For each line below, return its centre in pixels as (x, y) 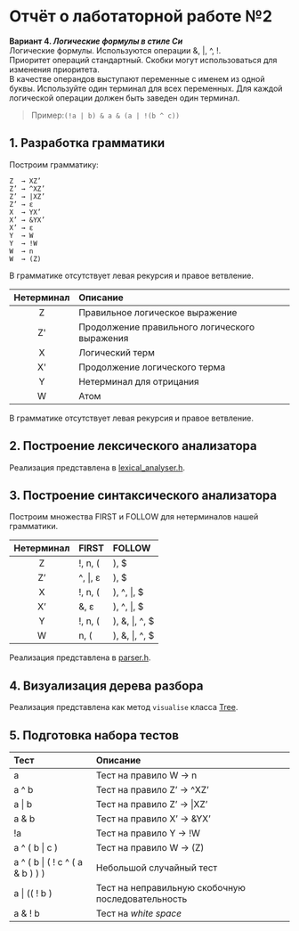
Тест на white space (139, 913)
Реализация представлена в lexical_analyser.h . (97, 467)
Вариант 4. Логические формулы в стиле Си (96, 41)
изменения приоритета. (54, 69)
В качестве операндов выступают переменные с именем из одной (137, 78)
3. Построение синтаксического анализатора (143, 495)
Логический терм (117, 352)
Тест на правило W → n (147, 775)
